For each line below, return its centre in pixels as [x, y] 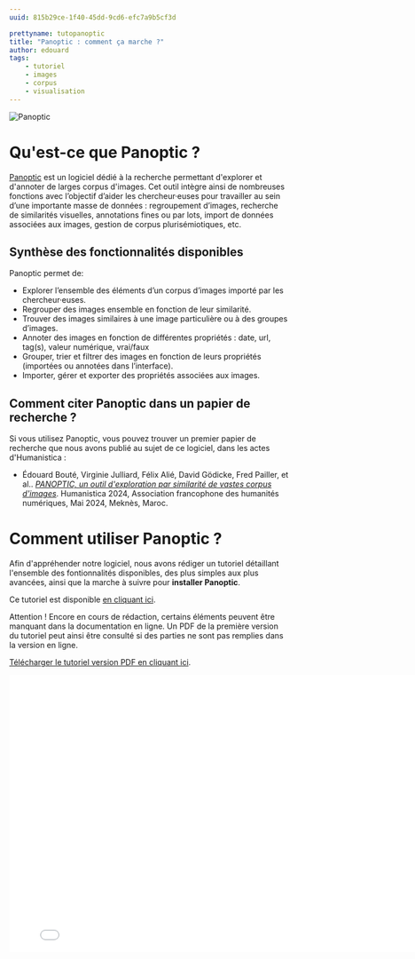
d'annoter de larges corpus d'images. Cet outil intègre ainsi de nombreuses [147, 186]
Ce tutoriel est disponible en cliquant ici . [82, 599]
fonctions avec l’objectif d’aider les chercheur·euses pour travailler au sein [145, 195]
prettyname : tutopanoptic [57, 33]
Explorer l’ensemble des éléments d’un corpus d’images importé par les [153, 290]
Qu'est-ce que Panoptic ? [105, 152]
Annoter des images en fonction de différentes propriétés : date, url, [146, 337]
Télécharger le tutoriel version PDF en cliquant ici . [100, 662]
